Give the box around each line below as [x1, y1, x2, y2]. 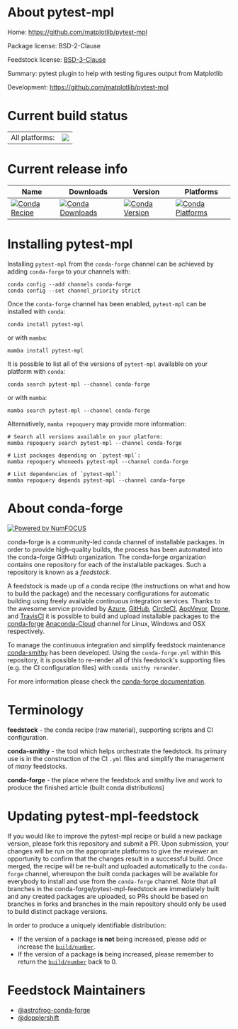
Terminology [7, 701, 84, 718]
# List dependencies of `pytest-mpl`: [7, 470, 122, 478]
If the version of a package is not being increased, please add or [17, 934, 207, 943]
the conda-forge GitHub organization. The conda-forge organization [7, 552, 207, 561]
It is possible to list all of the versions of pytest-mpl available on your [7, 360, 208, 368]
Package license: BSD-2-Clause [7, 41, 101, 50]
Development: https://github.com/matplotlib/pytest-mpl [7, 82, 169, 91]
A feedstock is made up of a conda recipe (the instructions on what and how [7, 581, 231, 590]
